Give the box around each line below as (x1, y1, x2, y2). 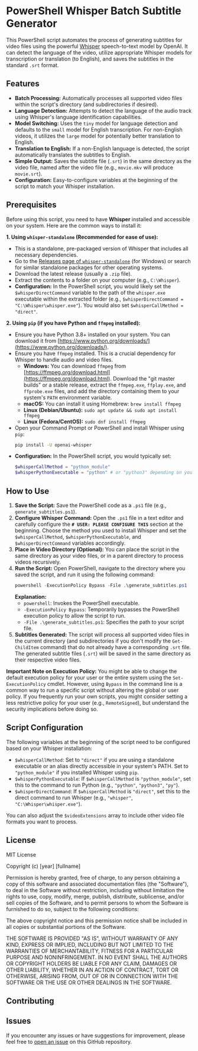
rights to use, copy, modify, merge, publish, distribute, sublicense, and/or (6, 893, 184, 900)
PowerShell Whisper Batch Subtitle (6, 4, 181, 18)
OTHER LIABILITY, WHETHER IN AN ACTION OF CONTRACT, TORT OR (6, 966, 178, 973)
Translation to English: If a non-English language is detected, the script (14, 145, 190, 152)
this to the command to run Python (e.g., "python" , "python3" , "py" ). (14, 781, 180, 788)
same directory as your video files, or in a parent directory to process (14, 552, 184, 559)
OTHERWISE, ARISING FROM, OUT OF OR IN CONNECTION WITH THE (6, 972, 178, 979)
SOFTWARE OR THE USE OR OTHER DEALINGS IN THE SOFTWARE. (6, 979, 172, 986)
